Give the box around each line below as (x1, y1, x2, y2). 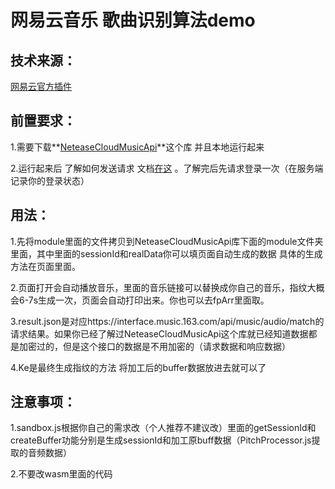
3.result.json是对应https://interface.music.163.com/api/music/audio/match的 (10, 315, 325, 327)
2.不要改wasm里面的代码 (10, 468, 113, 480)
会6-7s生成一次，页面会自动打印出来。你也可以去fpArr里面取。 (10, 294, 270, 306)
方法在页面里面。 (10, 260, 81, 272)
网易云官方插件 (10, 81, 72, 92)
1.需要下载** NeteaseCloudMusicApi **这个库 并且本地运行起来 (10, 141, 265, 153)
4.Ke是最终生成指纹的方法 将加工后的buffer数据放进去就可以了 (10, 361, 267, 373)
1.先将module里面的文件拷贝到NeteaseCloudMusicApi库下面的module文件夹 (10, 235, 324, 247)
